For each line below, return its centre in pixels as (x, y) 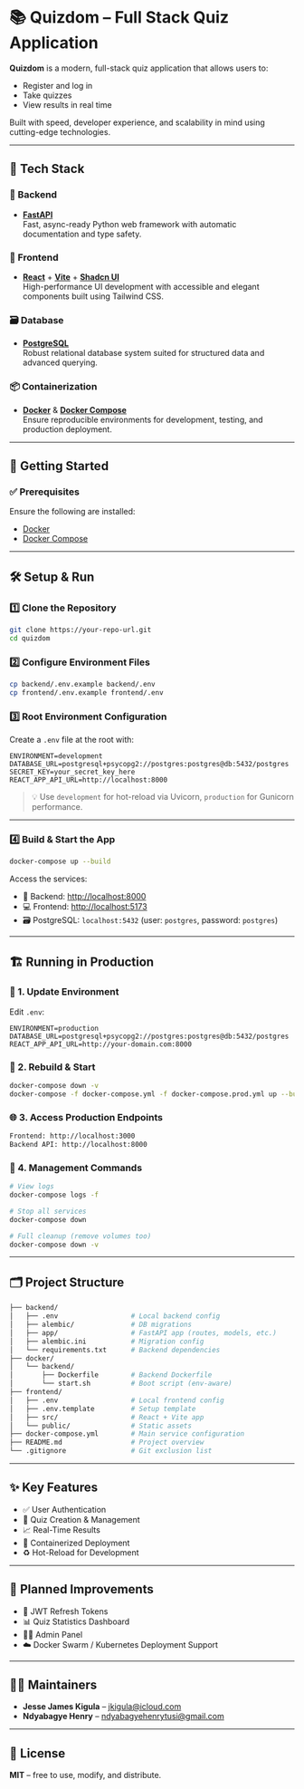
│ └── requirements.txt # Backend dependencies (115, 1350)
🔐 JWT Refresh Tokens (65, 1611)
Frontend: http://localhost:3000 (72, 1136)
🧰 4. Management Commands (76, 1168)
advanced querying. (60, 362)
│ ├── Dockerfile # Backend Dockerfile (111, 1375)
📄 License (38, 1753)
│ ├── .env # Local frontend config (117, 1400)
